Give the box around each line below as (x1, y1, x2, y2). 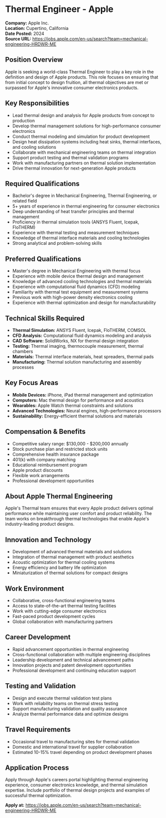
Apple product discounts (12, 467, 63, 473)
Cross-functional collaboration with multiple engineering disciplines (12, 651, 151, 657)
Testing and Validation (5, 682, 76, 690)
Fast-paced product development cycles (12, 613, 96, 619)
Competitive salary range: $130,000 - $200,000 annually (12, 440, 129, 446)
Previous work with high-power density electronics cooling (12, 295, 133, 301)
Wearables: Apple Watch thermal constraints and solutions (12, 402, 133, 409)
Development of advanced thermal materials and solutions (12, 549, 132, 555)
